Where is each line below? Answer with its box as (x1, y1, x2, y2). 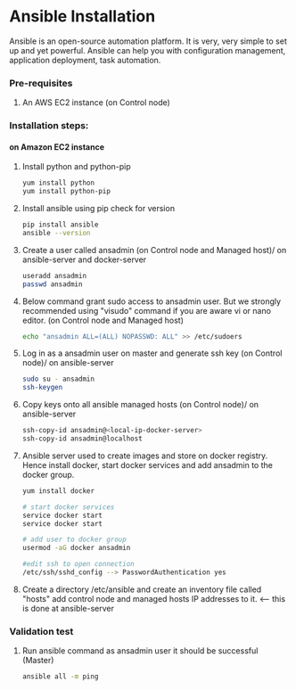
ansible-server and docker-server (21, 254, 147, 265)
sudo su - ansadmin (21, 374, 95, 384)
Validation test (9, 625, 74, 637)
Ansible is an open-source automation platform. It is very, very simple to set (9, 36, 287, 46)
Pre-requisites (9, 77, 73, 89)
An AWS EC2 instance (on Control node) (21, 97, 171, 108)
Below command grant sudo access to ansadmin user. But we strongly (21, 296, 282, 307)
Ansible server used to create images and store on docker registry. (21, 450, 268, 461)
